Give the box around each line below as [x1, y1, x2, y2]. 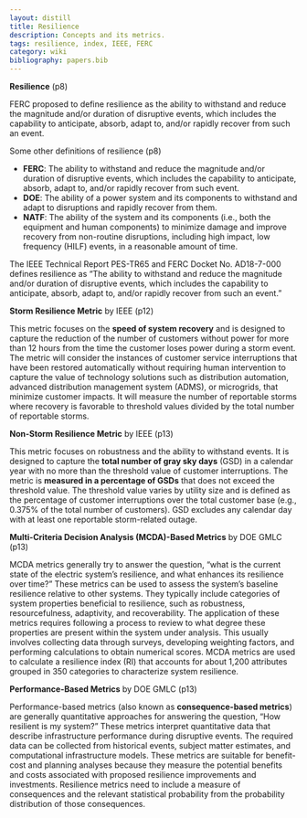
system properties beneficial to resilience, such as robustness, [9, 598, 246, 609]
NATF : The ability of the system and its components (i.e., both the [22, 212, 271, 222]
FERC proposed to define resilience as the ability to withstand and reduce [9, 99, 287, 110]
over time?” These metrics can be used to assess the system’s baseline [9, 579, 279, 590]
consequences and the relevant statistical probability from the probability [9, 789, 285, 800]
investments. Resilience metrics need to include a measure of [9, 779, 241, 790]
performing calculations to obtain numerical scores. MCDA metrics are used [9, 646, 296, 657]
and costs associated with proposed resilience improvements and [9, 770, 257, 780]
